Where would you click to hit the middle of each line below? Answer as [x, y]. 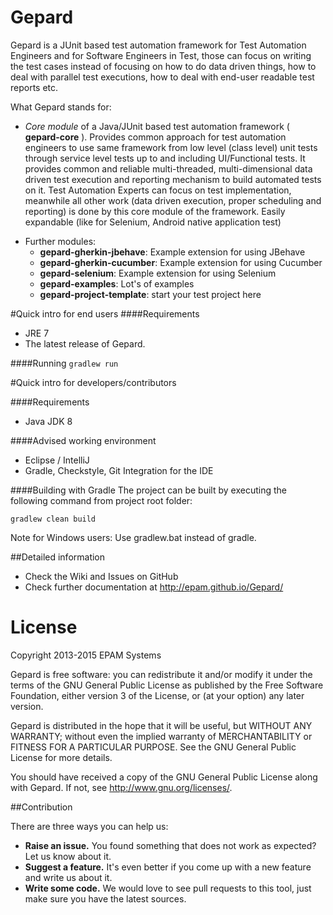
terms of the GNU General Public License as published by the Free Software [167, 685]
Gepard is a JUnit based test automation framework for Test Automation [158, 45]
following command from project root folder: [101, 500]
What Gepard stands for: [61, 107]
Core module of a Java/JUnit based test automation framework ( [157, 126]
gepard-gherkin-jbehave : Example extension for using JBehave [172, 252]
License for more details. [61, 757]
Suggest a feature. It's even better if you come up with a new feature [168, 867]
